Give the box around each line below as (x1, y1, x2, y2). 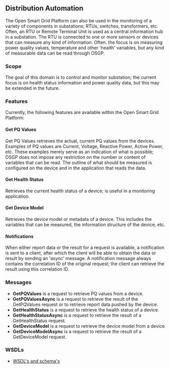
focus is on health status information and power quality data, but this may (5, 80, 159, 86)
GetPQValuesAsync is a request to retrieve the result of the (12, 296, 138, 302)
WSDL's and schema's (12, 358, 60, 364)
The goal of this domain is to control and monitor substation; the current (5, 74, 156, 80)
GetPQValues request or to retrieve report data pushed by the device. (12, 301, 159, 307)
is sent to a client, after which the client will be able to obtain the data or (5, 250, 156, 256)
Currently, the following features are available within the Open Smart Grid (5, 109, 159, 116)
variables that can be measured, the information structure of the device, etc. (5, 221, 165, 228)
